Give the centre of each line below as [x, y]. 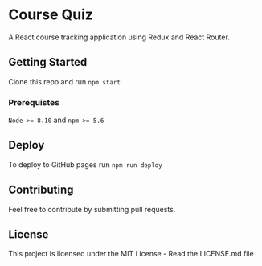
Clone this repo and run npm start [64, 81]
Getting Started [48, 62]
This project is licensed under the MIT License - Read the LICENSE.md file [131, 254]
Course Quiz [51, 15]
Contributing [41, 190]
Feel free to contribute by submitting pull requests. [92, 209]
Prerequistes [34, 102]
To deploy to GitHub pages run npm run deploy [85, 164]
